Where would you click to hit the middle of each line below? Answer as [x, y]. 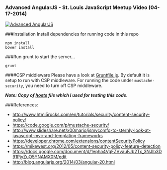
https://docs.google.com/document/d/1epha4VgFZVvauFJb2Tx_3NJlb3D [87, 152]
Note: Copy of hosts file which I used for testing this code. [67, 95]
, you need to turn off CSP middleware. [63, 85]
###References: [22, 105]
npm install [17, 43]
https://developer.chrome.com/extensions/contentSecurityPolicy [79, 141]
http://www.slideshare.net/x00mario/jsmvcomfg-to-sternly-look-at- [82, 130]
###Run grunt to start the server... [40, 57]
